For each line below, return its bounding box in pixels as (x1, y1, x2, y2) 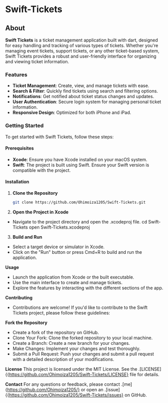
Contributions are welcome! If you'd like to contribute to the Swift (12, 304, 148, 310)
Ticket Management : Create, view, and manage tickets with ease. (12, 82, 149, 89)
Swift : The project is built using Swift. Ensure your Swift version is (12, 162, 149, 168)
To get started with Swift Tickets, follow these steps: (5, 133, 114, 140)
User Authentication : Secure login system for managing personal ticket (12, 99, 161, 105)
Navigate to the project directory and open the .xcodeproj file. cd (12, 218, 147, 225)
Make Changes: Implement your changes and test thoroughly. (12, 345, 141, 351)
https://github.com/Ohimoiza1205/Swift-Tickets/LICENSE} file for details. (9, 371, 159, 377)
